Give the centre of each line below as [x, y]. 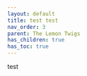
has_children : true [36, 40]
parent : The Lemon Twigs [44, 33]
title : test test [33, 20]
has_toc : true [28, 46]
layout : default [31, 14]
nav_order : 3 [27, 27]
